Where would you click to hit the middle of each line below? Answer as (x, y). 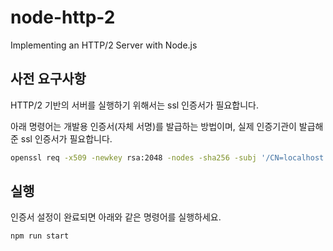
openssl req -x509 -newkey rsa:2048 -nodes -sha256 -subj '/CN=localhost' (169, 157)
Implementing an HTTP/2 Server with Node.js (104, 45)
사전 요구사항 (48, 79)
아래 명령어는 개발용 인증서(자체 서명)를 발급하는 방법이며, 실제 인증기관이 (153, 126)
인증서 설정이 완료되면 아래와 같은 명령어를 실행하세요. (116, 217)
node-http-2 (63, 17)
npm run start (40, 236)
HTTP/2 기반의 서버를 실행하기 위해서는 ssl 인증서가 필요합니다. (135, 105)
